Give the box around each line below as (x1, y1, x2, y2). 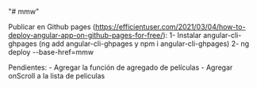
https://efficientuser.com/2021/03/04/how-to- (94, 22, 246, 31)
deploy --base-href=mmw (8, 48, 94, 56)
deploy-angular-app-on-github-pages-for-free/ (8, 31, 163, 40)
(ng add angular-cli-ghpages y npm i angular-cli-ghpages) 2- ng (38, 39, 250, 48)
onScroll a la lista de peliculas (8, 71, 105, 80)
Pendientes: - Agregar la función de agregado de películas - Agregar (8, 63, 233, 72)
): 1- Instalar (162, 31, 202, 40)
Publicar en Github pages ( (8, 22, 96, 31)
